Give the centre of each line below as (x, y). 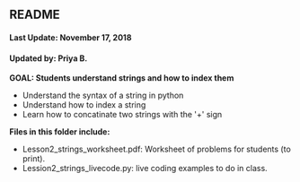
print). (34, 159)
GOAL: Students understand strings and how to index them (122, 78)
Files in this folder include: (60, 132)
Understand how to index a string (84, 105)
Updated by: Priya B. (49, 58)
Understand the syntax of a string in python (103, 95)
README (35, 15)
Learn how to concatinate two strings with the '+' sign (122, 115)
